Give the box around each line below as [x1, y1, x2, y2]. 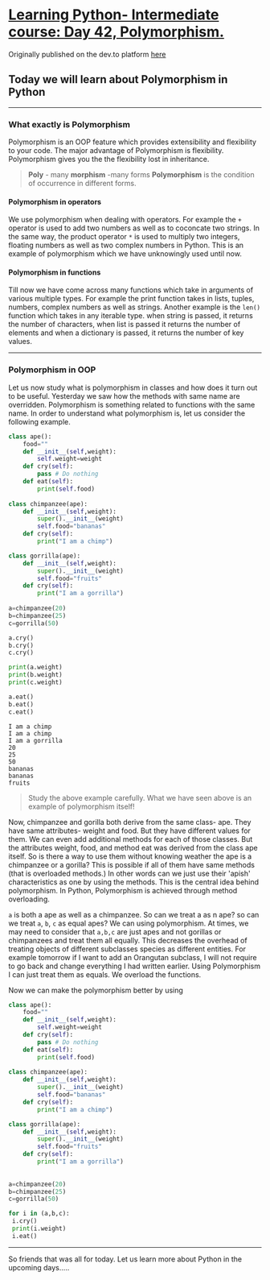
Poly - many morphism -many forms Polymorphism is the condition [27, 170, 255, 180]
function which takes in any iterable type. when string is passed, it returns [8, 311, 253, 321]
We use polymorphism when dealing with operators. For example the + [8, 215, 243, 225]
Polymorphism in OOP [8, 364, 96, 375]
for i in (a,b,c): [8, 1210, 70, 1218]
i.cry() [11, 1217, 38, 1225]
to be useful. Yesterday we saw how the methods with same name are [8, 391, 240, 400]
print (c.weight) [8, 678, 63, 686]
